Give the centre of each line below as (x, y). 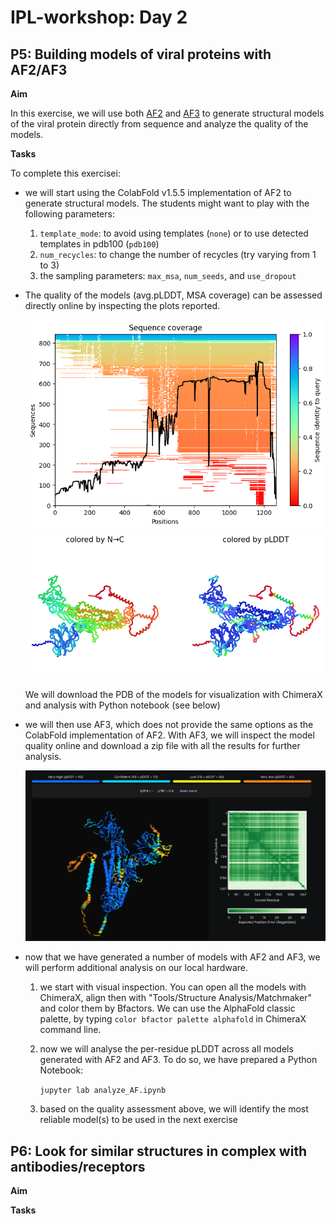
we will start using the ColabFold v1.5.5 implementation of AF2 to (158, 192)
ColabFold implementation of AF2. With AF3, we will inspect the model (169, 735)
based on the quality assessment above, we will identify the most (174, 1109)
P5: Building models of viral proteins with (141, 54)
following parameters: (69, 214)
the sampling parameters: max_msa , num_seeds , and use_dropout (168, 275)
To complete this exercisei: (65, 173)
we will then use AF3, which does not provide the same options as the (169, 725)
